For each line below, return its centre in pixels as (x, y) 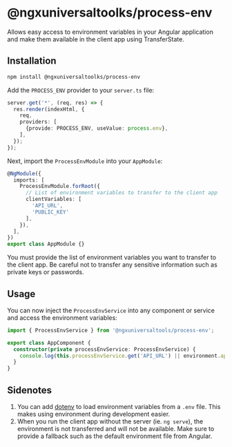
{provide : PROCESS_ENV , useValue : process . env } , (97, 129)
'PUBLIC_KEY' (51, 212)
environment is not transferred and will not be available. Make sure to (116, 429)
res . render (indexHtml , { (49, 109)
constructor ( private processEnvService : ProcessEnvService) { (105, 349)
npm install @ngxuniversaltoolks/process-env (74, 77)
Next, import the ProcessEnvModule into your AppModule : (85, 161)
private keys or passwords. (46, 272)
